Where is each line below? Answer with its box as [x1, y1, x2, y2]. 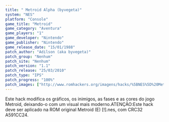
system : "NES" [5, 12, 35, 17]
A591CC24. [5, 111, 29, 118]
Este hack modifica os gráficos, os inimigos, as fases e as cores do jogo [5, 96, 155, 102]
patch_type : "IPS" [5, 73, 44, 78]
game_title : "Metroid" [5, 21, 53, 27]
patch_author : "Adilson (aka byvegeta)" [5, 49, 92, 54]
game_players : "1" [5, 31, 44, 36]
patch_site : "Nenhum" [5, 59, 51, 64]
